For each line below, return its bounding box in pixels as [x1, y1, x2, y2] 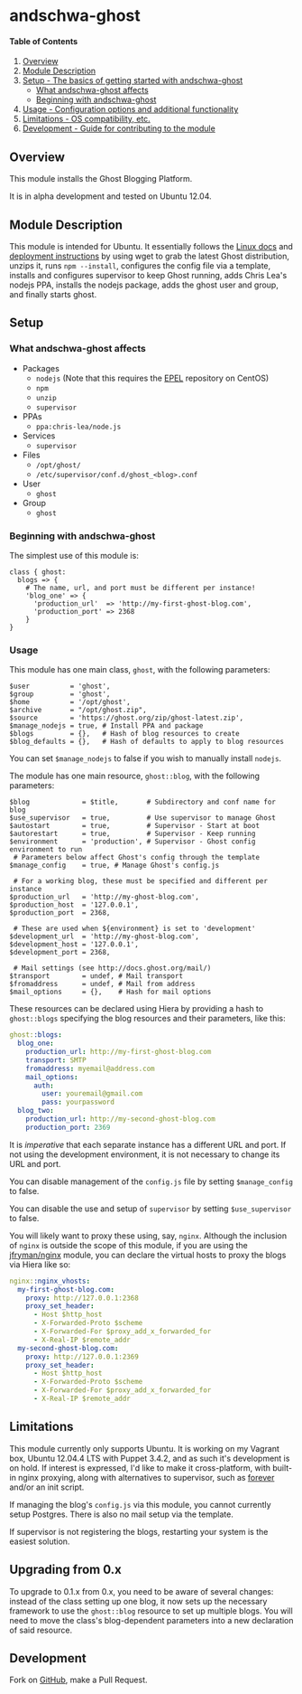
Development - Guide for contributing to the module [22, 123, 216, 134]
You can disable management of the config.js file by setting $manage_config [9, 1176, 293, 1187]
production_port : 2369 [25, 1123, 111, 1132]
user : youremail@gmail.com [41, 1089, 143, 1098]
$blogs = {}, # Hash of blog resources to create [9, 729, 241, 739]
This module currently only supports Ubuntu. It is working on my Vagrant [9, 1443, 279, 1454]
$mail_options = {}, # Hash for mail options [9, 987, 212, 997]
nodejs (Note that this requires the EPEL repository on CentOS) [35, 372, 270, 383]
